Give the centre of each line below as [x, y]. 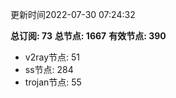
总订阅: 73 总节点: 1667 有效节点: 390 [88, 36]
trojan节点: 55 [53, 82]
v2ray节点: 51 [52, 57]
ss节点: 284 [49, 69]
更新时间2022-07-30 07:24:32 [73, 14]
